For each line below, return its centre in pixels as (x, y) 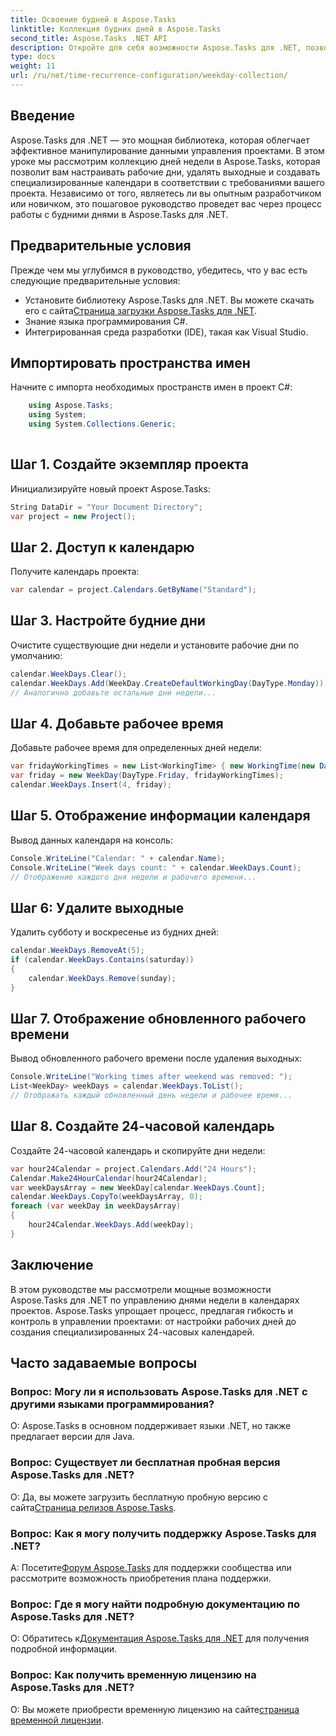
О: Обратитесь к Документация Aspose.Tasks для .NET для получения (160, 1638)
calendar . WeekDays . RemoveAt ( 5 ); (77, 951)
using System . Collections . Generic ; (102, 424)
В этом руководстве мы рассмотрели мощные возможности (141, 1289)
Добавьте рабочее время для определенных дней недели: (136, 748)
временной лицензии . (57, 1720)
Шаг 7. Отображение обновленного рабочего (158, 1018)
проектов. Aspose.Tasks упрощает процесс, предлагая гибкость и (152, 1310)
